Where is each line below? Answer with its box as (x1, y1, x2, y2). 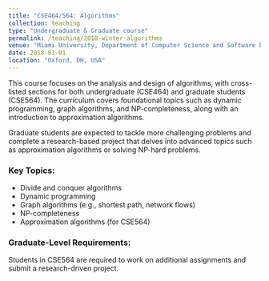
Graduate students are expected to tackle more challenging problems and (8, 127, 251, 137)
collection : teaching (8, 19, 81, 27)
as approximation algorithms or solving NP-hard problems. (8, 145, 202, 155)
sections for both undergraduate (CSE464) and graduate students (27, 86, 246, 96)
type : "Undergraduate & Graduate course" (8, 26, 149, 34)
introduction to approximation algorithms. (8, 112, 145, 122)
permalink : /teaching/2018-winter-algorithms (8, 34, 163, 42)
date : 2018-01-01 (8, 49, 66, 57)
